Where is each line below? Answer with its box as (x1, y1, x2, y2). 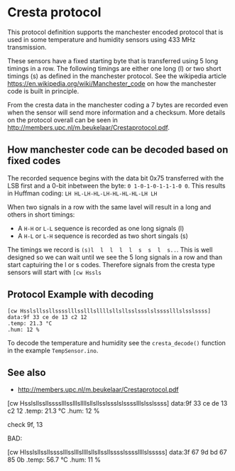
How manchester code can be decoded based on (7, 144, 229, 156)
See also (7, 367, 46, 379)
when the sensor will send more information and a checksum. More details (7, 108, 226, 117)
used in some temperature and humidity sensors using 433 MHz (7, 35, 196, 43)
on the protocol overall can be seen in (7, 115, 119, 124)
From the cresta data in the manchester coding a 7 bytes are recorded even (7, 100, 229, 109)
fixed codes (7, 155, 61, 167)
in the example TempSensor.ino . (7, 346, 99, 354)
